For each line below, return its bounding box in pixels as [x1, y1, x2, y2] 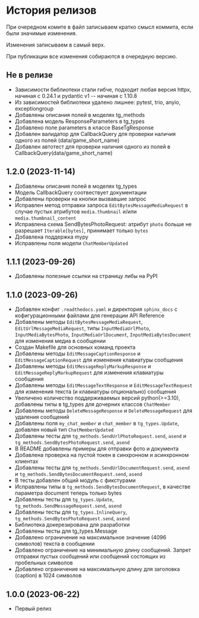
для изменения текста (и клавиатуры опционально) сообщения [14, 388, 176, 395]
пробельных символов [14, 559, 73, 567]
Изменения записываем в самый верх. [6, 41, 106, 48]
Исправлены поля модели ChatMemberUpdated [14, 239, 128, 246]
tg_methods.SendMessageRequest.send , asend [14, 502, 122, 509]
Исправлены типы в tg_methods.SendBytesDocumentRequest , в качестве [14, 483, 191, 490]
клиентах [14, 458, 39, 465]
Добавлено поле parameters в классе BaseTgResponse [14, 123, 154, 131]
